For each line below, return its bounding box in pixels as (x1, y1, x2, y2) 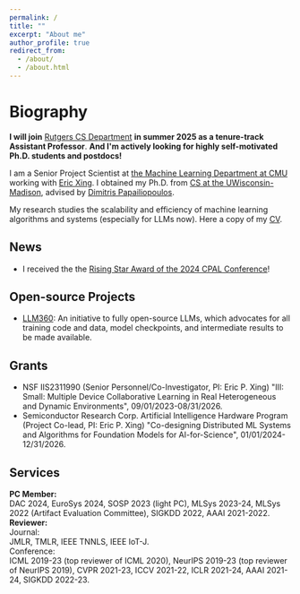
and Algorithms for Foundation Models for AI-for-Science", (21, 429, 239, 440)
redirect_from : (9, 47, 66, 56)
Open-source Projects (9, 289, 136, 305)
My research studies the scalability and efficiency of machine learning (9, 203, 269, 215)
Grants (9, 357, 48, 373)
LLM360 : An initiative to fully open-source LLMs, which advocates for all (21, 313, 291, 323)
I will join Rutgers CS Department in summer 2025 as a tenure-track (9, 131, 264, 142)
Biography (9, 102, 88, 122)
